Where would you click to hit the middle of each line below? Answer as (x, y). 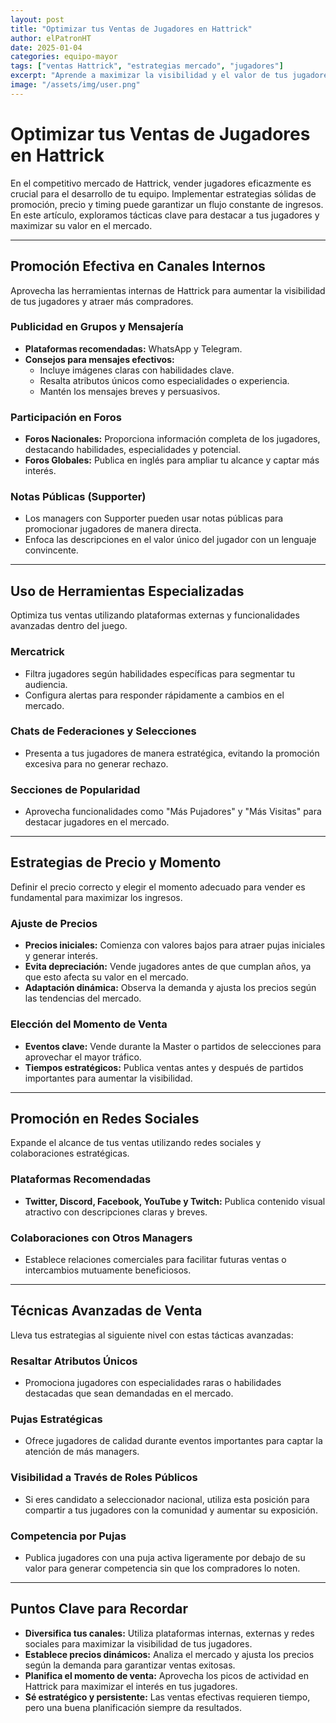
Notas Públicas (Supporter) (78, 497)
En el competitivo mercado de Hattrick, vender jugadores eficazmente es (161, 183)
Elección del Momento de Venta (89, 1024)
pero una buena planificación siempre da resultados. (133, 1707)
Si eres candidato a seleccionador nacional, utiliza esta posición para (167, 1499)
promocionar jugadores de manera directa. (113, 529)
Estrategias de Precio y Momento (116, 862)
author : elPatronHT (51, 38)
